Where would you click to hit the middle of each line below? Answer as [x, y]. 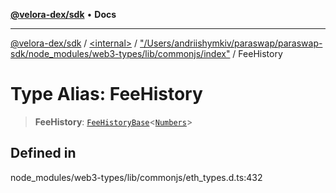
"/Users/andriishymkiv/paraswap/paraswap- [231, 43]
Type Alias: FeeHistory [106, 94]
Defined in [43, 153]
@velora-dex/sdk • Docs [63, 14]
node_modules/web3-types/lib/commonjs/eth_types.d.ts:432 [136, 177]
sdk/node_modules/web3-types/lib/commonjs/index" [120, 53]
